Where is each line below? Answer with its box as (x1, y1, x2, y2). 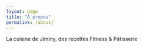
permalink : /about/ (6, 19, 54, 25)
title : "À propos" (6, 14, 51, 20)
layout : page (6, 8, 38, 15)
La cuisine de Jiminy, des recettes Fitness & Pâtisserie (6, 36, 138, 43)
